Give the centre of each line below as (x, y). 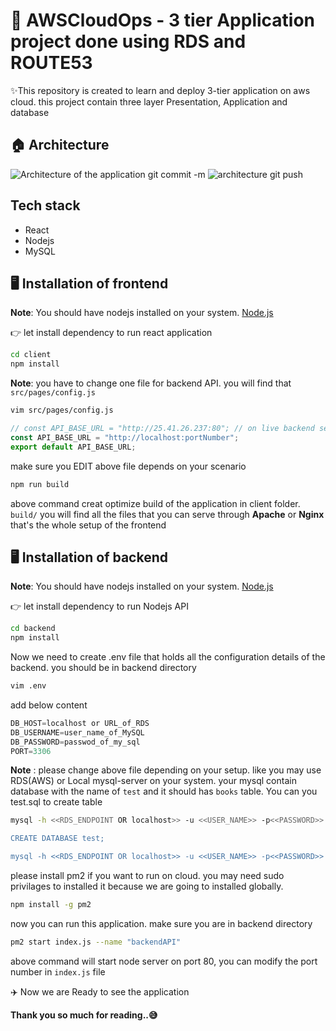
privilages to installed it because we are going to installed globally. (147, 886)
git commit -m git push (225, 174)
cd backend (33, 629)
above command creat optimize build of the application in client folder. (155, 503)
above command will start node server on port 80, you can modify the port (164, 961)
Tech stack (45, 205)
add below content (49, 705)
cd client (31, 355)
